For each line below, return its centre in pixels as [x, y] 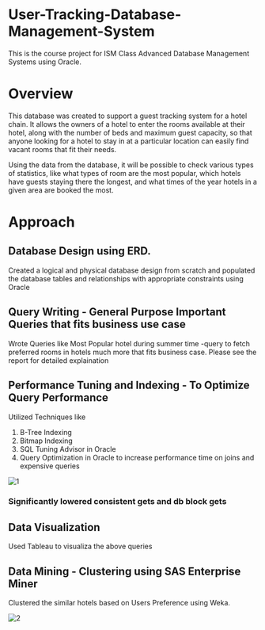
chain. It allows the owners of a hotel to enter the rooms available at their [127, 124]
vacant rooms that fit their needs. [62, 149]
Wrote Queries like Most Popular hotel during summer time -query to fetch [129, 343]
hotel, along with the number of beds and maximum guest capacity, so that [131, 132]
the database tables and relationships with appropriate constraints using [126, 278]
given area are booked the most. [61, 190]
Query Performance [59, 398]
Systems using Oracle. [45, 62]
